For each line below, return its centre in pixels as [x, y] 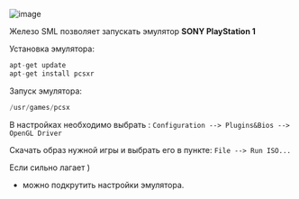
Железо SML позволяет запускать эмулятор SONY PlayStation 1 [133, 31]
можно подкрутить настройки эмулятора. [103, 185]
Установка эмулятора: [52, 49]
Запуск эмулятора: [46, 91]
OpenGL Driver [36, 133]
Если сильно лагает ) [50, 167]
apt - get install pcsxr [52, 73]
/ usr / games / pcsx [40, 107]
